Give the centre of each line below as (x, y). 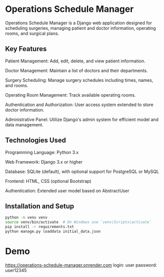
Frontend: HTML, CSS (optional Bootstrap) (48, 181)
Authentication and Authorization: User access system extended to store (79, 105)
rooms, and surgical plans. (32, 33)
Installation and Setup (40, 206)
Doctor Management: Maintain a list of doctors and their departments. (77, 70)
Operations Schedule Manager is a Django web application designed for (79, 23)
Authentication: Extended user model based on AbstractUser (67, 191)
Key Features (26, 49)
